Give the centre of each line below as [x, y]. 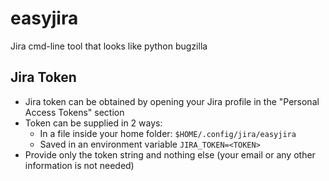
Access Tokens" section [74, 112]
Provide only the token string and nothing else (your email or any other [170, 154]
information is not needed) [79, 165]
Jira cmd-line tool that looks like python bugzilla [109, 46]
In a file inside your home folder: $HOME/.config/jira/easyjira [168, 133]
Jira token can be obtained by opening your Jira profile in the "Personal [172, 101]
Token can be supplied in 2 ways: [93, 123]
